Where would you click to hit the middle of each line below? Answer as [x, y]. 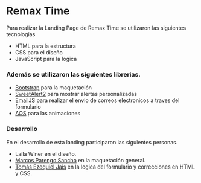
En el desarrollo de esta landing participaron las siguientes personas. [92, 142]
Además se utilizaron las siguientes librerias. [73, 74]
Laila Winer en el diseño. [46, 154]
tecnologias [21, 34]
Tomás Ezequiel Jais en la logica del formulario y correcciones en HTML [105, 167]
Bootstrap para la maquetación [53, 88]
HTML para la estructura [46, 46]
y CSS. [23, 173]
